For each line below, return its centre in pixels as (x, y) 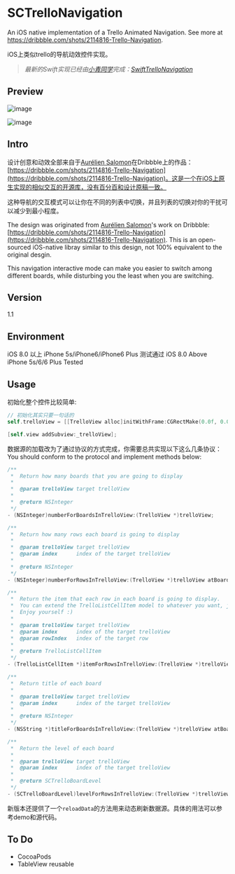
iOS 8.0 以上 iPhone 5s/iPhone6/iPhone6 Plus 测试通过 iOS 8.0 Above (107, 354)
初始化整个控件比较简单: (42, 402)
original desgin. (30, 255)
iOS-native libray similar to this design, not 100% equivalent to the (127, 247)
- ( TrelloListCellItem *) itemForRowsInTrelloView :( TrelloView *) (104, 664)
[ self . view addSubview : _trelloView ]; (62, 434)
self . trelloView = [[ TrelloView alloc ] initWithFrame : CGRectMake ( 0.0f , (112, 422)
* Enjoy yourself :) (42, 612)
